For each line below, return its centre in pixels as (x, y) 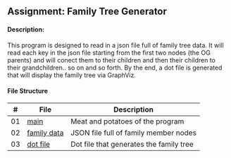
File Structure (27, 91)
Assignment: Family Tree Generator (87, 12)
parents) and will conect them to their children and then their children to (112, 60)
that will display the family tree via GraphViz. (71, 75)
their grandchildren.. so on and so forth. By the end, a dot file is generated (115, 67)
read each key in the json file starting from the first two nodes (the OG (109, 53)
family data (45, 133)
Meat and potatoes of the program (127, 121)
